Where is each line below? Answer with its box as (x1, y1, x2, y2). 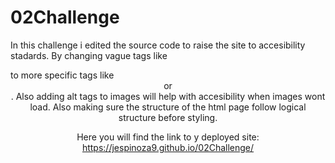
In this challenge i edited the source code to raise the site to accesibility (10, 39, 306, 51)
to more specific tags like (10, 69, 115, 81)
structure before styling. (118, 111, 218, 123)
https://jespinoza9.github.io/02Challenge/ (81, 141, 255, 153)
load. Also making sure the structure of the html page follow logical (29, 101, 307, 113)
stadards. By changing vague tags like (10, 49, 168, 61)
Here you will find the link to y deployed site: (76, 131, 260, 143)
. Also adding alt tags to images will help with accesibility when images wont (10, 90, 326, 102)
